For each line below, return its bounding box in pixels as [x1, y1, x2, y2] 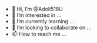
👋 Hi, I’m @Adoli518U [11, 6, 63, 12]
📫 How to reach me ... [11, 31, 66, 37]
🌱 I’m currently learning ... [11, 18, 75, 24]
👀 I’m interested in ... [11, 12, 62, 19]
